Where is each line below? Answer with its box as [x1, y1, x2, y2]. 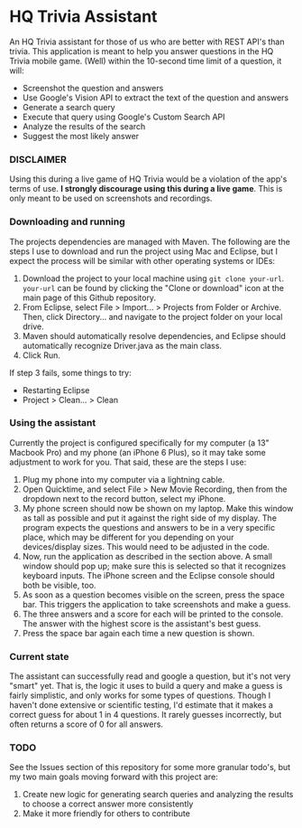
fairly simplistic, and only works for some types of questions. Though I [9, 690, 271, 701]
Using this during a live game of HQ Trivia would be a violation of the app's [9, 174, 288, 184]
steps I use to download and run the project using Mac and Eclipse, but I [9, 246, 278, 257]
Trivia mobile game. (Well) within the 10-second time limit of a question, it [9, 55, 282, 66]
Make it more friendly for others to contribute [22, 808, 191, 819]
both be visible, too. [22, 579, 96, 590]
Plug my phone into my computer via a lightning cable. [22, 474, 225, 485]
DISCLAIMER [9, 153, 68, 165]
